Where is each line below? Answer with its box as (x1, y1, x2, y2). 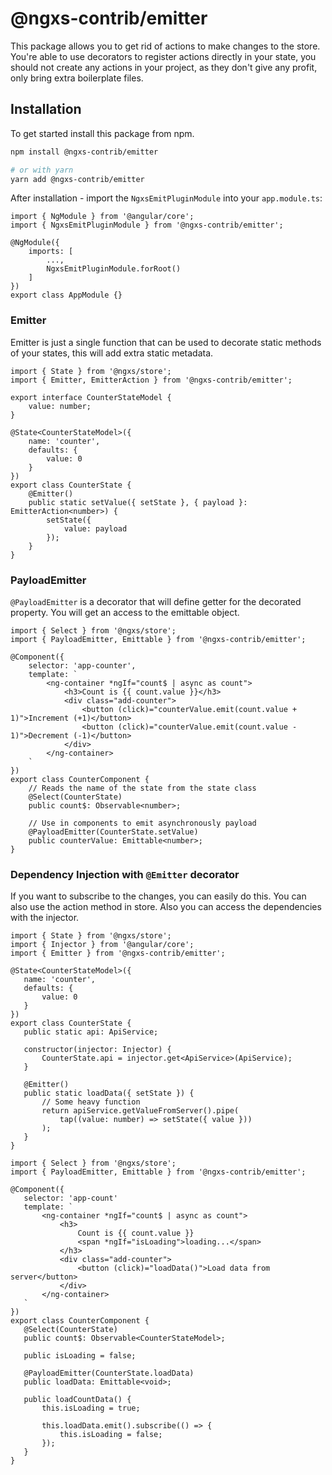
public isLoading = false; (23, 1351, 137, 1361)
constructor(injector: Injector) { (23, 1045, 172, 1055)
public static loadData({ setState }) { (23, 1088, 195, 1099)
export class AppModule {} (10, 290, 123, 301)
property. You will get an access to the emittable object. (10, 606, 240, 618)
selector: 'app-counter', (28, 660, 137, 671)
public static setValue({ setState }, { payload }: (28, 497, 248, 507)
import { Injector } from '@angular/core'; (10, 940, 195, 950)
